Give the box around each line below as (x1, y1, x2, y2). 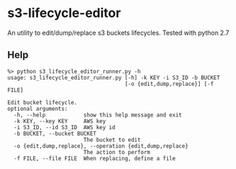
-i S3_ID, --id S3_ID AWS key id (13, 124, 116, 131)
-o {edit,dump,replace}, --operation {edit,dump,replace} (13, 142, 189, 150)
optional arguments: (7, 105, 69, 112)
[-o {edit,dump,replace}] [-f (124, 80, 214, 87)
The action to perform (83, 148, 151, 156)
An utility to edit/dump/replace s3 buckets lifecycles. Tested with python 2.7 (7, 28, 230, 37)
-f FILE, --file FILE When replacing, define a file (13, 155, 176, 162)
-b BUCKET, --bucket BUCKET (13, 130, 97, 137)
